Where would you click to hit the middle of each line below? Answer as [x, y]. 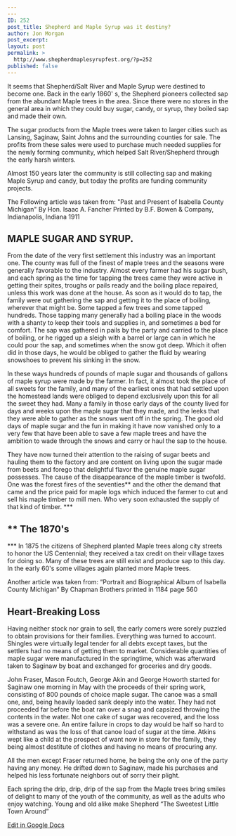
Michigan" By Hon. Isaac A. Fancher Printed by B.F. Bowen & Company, [111, 209]
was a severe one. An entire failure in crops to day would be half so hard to [116, 724]
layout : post [26, 46]
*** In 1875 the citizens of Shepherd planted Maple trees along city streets [115, 546]
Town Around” [28, 811]
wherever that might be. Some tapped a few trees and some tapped [105, 308]
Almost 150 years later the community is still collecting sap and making [110, 173]
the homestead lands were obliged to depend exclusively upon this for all [113, 396]
